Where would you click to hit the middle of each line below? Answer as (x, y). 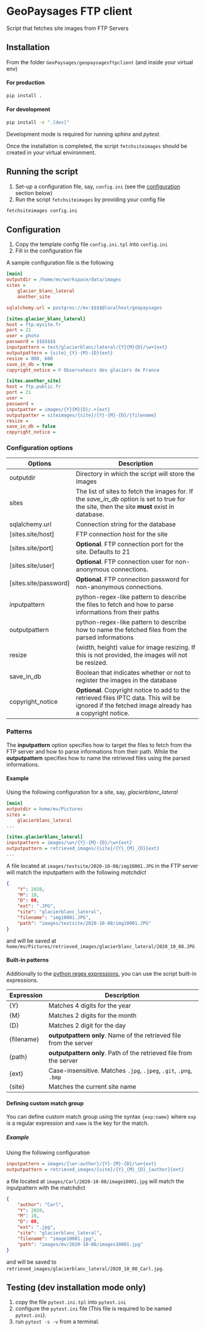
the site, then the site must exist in (125, 507)
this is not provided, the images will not (132, 655)
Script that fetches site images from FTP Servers (68, 28)
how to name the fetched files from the (131, 630)
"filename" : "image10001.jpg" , (57, 1239)
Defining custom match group (45, 1103)
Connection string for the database (126, 524)
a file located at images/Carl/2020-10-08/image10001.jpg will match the (95, 1181)
